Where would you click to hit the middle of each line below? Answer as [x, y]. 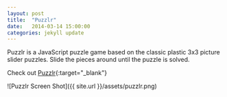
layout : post [26, 13]
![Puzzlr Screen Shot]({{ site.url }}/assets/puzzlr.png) [82, 86]
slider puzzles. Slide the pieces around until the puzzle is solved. [98, 60]
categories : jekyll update [46, 33]
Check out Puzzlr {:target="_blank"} [57, 73]
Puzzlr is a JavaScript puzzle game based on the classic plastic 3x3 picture [114, 52]
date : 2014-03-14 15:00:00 [49, 26]
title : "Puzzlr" [32, 20]
